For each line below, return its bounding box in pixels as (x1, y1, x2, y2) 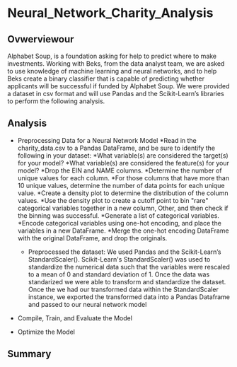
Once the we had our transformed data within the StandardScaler (28, 285, 219, 293)
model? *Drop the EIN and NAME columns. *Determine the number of (17, 166, 222, 175)
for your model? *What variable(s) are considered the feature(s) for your (17, 158, 230, 167)
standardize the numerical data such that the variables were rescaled (28, 262, 230, 271)
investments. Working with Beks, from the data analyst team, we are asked (7, 59, 225, 68)
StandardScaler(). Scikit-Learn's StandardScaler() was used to (28, 255, 211, 263)
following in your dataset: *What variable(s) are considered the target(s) (17, 151, 229, 160)
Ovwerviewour (7, 33, 74, 45)
